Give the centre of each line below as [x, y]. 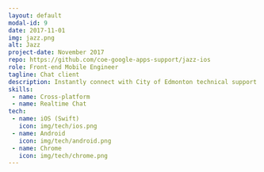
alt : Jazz [25, 45]
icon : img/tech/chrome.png [63, 155]
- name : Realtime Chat [49, 104]
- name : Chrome [36, 148]
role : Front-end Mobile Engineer [63, 67]
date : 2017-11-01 [37, 30]
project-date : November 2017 [56, 52]
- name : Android [38, 133]
